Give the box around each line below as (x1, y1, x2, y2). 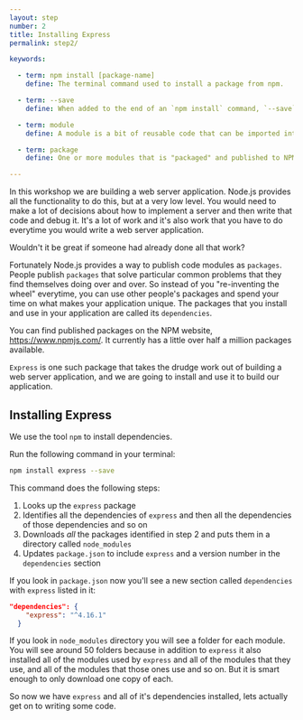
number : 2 (9, 22, 47, 31)
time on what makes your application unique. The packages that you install (9, 298, 288, 309)
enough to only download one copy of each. (9, 674, 174, 685)
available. (9, 344, 45, 355)
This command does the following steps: (9, 482, 161, 493)
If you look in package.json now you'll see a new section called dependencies (9, 575, 293, 585)
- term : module (17, 120, 75, 129)
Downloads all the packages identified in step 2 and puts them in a (22, 528, 271, 539)
